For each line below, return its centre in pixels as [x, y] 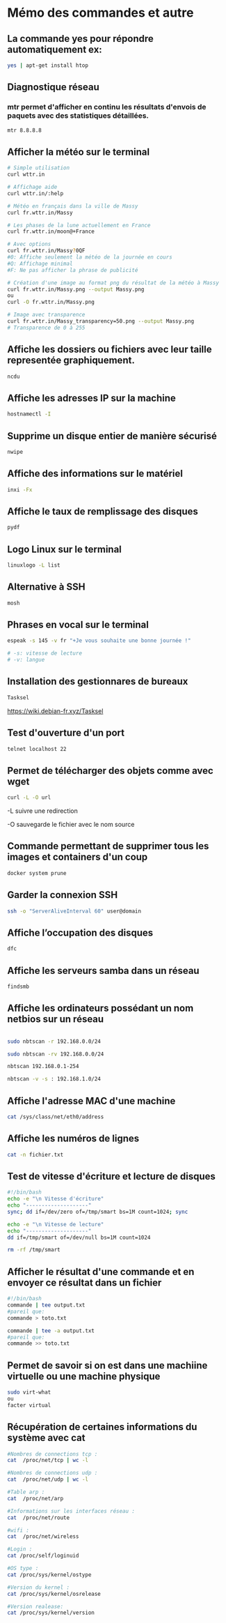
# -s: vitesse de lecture [45, 653]
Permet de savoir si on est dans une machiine [107, 1365]
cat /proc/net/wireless [43, 1537]
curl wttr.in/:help [35, 193]
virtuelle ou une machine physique [84, 1376]
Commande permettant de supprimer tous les [108, 846]
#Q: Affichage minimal [40, 264]
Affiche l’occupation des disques [80, 932]
